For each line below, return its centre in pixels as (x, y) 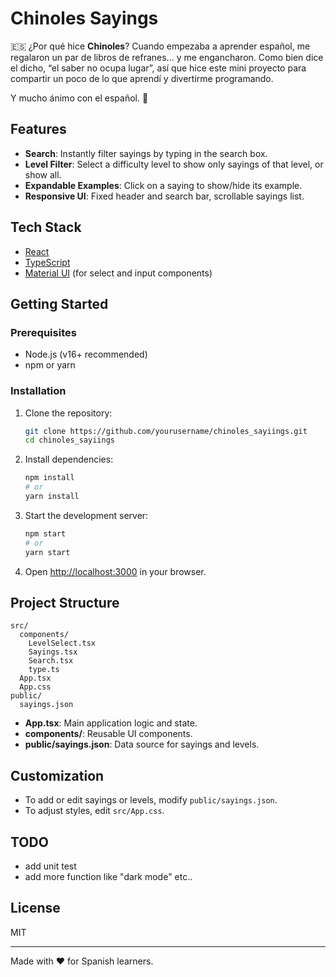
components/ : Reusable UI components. (108, 734)
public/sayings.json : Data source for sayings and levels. (142, 744)
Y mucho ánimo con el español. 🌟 (79, 98)
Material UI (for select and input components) (118, 273)
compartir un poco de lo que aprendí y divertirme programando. (142, 78)
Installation (38, 391)
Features (38, 129)
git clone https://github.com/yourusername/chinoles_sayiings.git (166, 431)
